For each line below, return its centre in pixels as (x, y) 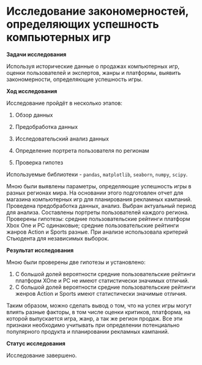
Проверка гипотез (39, 162)
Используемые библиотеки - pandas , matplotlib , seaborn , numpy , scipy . (97, 174)
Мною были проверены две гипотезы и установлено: (76, 262)
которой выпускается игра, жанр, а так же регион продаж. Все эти (95, 318)
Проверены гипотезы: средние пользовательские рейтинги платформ (98, 218)
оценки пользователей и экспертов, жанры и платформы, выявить (94, 72)
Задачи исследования (36, 54)
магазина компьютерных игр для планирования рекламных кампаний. (99, 199)
